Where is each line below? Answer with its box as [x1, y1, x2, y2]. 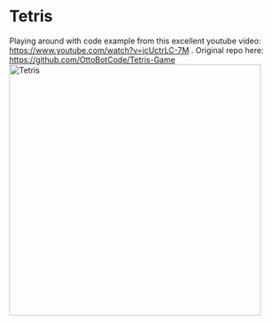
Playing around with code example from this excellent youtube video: [9, 35, 261, 46]
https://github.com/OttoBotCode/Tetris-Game [9, 54, 175, 65]
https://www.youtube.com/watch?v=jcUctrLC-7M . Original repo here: [9, 44, 264, 55]
